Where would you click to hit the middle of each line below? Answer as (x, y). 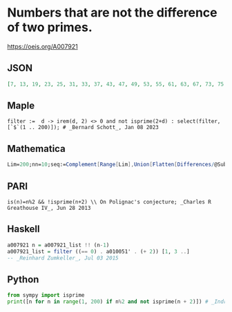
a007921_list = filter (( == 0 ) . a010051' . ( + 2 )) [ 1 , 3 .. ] (98, 251)
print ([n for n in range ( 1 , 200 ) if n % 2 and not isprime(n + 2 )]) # (108, 302)
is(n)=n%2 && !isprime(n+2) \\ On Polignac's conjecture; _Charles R (109, 202)
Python (23, 279)
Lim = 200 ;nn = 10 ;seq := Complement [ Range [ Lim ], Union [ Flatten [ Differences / (111, 165)
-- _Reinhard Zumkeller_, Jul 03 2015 (63, 258)
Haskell (23, 229)
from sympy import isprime (46, 295)
